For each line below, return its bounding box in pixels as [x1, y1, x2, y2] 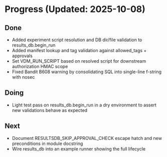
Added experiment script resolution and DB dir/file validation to [12, 37, 142, 43]
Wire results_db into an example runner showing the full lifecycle [12, 145, 146, 151]
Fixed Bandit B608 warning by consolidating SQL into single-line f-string [12, 69, 161, 75]
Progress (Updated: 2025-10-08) [5, 4, 146, 15]
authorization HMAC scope [12, 64, 68, 69]
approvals [12, 53, 33, 59]
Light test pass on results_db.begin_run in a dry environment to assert [12, 102, 156, 108]
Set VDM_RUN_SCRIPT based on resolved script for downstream [12, 58, 146, 64]
